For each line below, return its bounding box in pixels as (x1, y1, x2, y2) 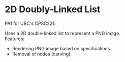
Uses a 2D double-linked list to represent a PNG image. (5, 30, 120, 36)
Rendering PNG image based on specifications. (12, 45, 111, 51)
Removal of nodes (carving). (12, 51, 72, 57)
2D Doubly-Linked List (5, 4, 101, 15)
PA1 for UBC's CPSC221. (5, 20, 56, 26)
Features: (5, 36, 25, 42)
